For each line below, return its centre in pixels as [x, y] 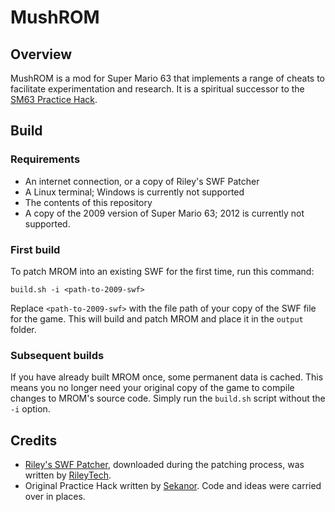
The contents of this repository [88, 202]
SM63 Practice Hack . [54, 99]
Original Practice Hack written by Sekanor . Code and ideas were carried [173, 486]
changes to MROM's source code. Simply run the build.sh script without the [168, 398]
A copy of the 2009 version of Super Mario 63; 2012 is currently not [164, 213]
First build [35, 249]
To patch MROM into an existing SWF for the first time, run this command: [162, 271]
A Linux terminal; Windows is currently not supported [134, 192]
